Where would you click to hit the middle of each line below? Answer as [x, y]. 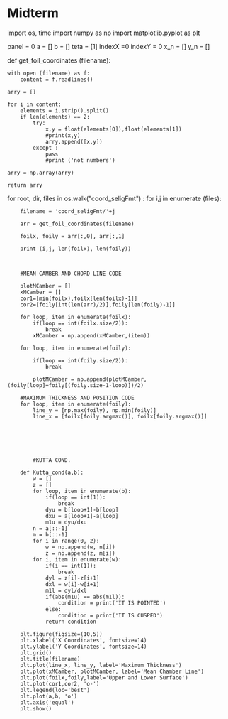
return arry [25, 185]
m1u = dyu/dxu [66, 522]
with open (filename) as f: [49, 73]
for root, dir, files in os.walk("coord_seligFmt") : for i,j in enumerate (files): [114, 198]
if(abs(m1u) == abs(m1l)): [85, 597]
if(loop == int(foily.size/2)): [81, 360]
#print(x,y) [63, 135]
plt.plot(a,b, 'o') [49, 696]
